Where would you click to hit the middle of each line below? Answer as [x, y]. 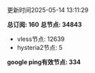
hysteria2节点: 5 [40, 47]
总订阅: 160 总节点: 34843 [44, 25]
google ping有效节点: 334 [44, 62]
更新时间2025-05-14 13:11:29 [48, 10]
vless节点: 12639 [41, 39]
